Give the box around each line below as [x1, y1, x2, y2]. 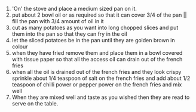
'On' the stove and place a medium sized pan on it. [11, 5, 137, 12]
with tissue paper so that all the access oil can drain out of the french [11, 56, 183, 63]
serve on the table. [11, 100, 59, 107]
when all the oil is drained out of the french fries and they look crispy [11, 69, 182, 75]
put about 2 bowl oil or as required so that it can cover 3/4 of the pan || [11, 11, 187, 18]
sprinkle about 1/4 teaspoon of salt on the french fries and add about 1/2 [11, 74, 191, 82]
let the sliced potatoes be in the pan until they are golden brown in [11, 37, 175, 43]
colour [11, 43, 28, 50]
